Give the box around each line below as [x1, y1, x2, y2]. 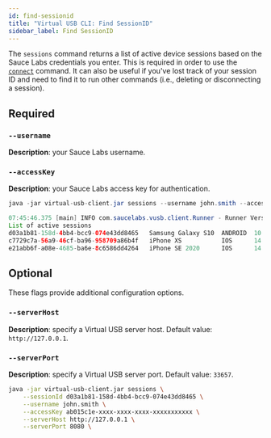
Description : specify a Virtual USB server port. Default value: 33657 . [8, 369, 234, 380]
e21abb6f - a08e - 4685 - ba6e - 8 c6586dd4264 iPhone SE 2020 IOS [8, 244, 232, 252]
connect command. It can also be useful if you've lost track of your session [8, 66, 256, 76]
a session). [8, 83, 45, 93]
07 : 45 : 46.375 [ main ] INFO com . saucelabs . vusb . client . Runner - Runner [8, 214, 248, 222]
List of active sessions [8, 221, 92, 230]
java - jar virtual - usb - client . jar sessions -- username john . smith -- [8, 200, 248, 208]
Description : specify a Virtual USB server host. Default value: [8, 324, 213, 334]
